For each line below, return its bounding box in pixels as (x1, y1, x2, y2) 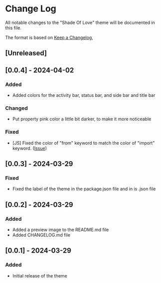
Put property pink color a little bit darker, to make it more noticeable (12, 116, 152, 122)
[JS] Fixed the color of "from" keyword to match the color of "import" (12, 140, 155, 146)
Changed (5, 104, 28, 111)
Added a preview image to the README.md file (12, 227, 109, 233)
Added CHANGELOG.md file (12, 232, 71, 238)
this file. (5, 24, 21, 30)
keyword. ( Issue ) (12, 145, 47, 151)
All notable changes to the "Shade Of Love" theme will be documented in (5, 19, 156, 25)
